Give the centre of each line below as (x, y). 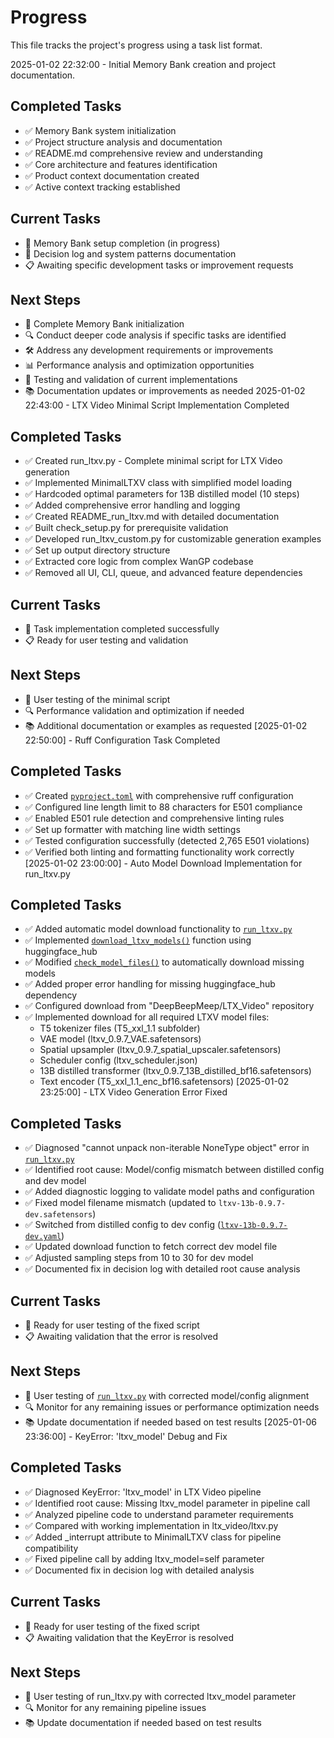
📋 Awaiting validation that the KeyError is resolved (129, 1637)
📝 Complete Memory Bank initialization (104, 324)
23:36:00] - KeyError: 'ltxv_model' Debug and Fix (126, 1436)
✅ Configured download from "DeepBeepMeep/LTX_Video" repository (169, 1006)
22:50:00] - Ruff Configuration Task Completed (122, 740)
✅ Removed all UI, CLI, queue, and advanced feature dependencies (163, 573)
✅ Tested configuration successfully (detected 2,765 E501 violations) (167, 840)
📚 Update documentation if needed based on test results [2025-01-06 (171, 1422)
